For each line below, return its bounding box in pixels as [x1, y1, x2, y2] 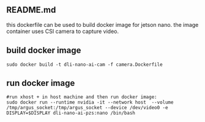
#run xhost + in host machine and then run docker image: [6, 94, 157, 100]
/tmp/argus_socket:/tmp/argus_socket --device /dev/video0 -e [6, 105, 168, 111]
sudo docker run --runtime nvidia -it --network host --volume [6, 99, 174, 106]
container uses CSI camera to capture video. [6, 27, 119, 35]
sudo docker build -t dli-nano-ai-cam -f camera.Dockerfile [6, 61, 163, 68]
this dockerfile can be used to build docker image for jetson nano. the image [6, 21, 199, 28]
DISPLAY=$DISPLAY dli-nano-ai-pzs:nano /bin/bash [6, 110, 136, 117]
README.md [6, 5, 56, 15]
